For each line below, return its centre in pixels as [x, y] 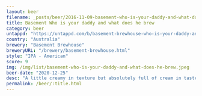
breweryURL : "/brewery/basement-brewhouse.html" [68, 51]
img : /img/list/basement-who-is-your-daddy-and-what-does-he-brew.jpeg [98, 67]
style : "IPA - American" [37, 56]
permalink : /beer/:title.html [44, 84]
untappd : [17, 34]
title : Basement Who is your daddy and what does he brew [80, 23]
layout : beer [23, 12]
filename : [19, 17]
